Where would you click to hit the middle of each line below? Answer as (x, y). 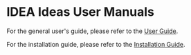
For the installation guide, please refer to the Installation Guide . (96, 44)
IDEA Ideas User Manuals (81, 12)
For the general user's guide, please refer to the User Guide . (92, 31)
